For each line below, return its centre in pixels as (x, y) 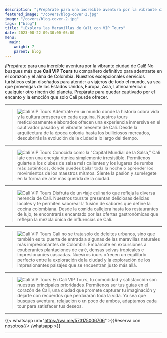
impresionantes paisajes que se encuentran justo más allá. (77, 265)
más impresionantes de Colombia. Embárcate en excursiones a (82, 244)
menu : (11, 38)
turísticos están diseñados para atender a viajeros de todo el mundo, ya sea (83, 81)
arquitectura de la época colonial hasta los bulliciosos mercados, (84, 133)
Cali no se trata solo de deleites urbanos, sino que (104, 234)
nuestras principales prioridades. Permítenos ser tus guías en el (83, 285)
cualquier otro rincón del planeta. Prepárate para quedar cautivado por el (80, 92)
